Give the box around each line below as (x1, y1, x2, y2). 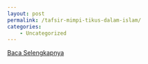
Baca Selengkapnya (7, 49, 65, 57)
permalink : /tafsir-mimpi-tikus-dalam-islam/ (7, 17, 141, 24)
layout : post (7, 10, 45, 17)
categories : (7, 23, 42, 30)
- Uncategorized (19, 29, 67, 37)
